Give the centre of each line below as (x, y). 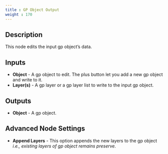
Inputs (16, 62)
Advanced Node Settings (45, 129)
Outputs (18, 101)
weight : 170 (19, 14)
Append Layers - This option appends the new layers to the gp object (85, 140)
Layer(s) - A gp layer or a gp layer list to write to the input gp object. (83, 85)
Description (24, 35)
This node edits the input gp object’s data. (49, 47)
